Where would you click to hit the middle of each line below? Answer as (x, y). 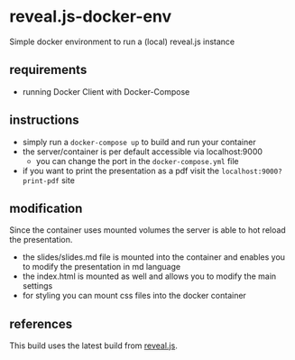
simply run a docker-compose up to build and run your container (139, 142)
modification (46, 208)
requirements (48, 70)
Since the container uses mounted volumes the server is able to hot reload (147, 230)
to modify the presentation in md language (101, 267)
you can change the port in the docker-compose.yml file (137, 161)
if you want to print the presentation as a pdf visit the (121, 171)
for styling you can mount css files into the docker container (134, 296)
